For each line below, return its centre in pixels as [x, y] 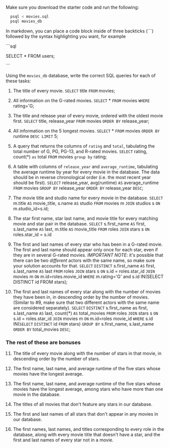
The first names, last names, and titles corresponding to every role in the [89, 429]
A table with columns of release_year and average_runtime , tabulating [86, 166]
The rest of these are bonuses [43, 342]
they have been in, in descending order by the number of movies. [81, 297]
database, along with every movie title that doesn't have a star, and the [87, 435]
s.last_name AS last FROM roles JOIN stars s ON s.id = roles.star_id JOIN [84, 271]
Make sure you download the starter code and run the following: [72, 7]
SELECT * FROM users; [30, 56]
